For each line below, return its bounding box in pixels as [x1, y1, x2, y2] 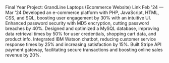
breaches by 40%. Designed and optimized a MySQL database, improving [5, 25, 159, 31]
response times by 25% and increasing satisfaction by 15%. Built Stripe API [5, 41, 161, 47]
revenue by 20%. [5, 52, 41, 58]
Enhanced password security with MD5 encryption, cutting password [5, 20, 149, 26]
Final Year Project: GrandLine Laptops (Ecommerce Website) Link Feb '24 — [5, 4, 164, 10]
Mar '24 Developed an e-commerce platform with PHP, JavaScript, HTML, [5, 9, 159, 15]
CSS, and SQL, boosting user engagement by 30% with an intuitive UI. [5, 15, 151, 20]
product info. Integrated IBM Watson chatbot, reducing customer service [5, 36, 156, 42]
